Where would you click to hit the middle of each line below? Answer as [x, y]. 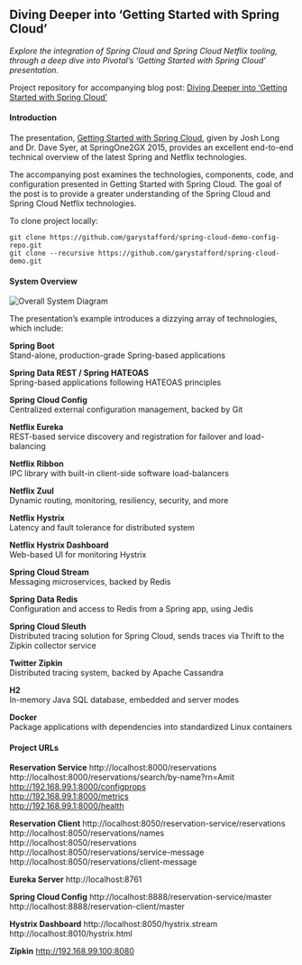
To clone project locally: [54, 221]
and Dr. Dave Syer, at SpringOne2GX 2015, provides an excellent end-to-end [151, 147]
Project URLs [34, 747]
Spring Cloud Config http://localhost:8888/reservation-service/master [141, 897]
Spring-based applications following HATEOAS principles [115, 382]
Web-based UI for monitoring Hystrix [78, 555]
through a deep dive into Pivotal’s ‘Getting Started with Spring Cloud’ [137, 60]
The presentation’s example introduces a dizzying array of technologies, [143, 319]
